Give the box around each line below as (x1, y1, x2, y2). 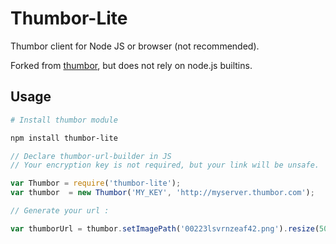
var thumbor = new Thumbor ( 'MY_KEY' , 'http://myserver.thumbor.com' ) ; (10, 188, 315, 198)
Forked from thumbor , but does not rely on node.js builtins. (10, 59, 253, 71)
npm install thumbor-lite (10, 133, 118, 143)
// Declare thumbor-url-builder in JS (10, 151, 172, 161)
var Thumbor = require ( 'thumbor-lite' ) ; (10, 178, 182, 189)
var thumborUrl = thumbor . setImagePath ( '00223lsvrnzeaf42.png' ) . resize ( (10, 223, 320, 234)
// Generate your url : (10, 206, 110, 216)
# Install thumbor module (10, 115, 118, 125)
